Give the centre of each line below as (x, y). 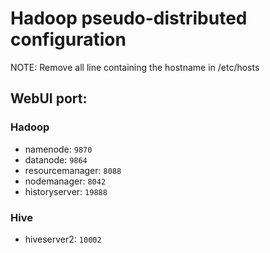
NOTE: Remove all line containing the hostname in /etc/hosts (135, 67)
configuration (68, 39)
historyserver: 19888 (66, 191)
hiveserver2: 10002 (63, 239)
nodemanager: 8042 (65, 181)
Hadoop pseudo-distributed (129, 18)
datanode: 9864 (56, 159)
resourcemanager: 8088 (73, 170)
